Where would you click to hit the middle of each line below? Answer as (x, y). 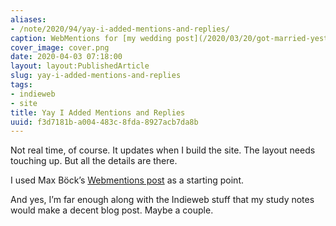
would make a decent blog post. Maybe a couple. (112, 210)
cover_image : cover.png (60, 47)
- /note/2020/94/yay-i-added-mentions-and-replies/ (120, 29)
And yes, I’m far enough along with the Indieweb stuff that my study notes (162, 200)
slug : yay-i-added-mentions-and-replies (96, 76)
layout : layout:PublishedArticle (80, 66)
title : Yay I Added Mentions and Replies (98, 112)
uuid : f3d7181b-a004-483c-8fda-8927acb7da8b (104, 122)
